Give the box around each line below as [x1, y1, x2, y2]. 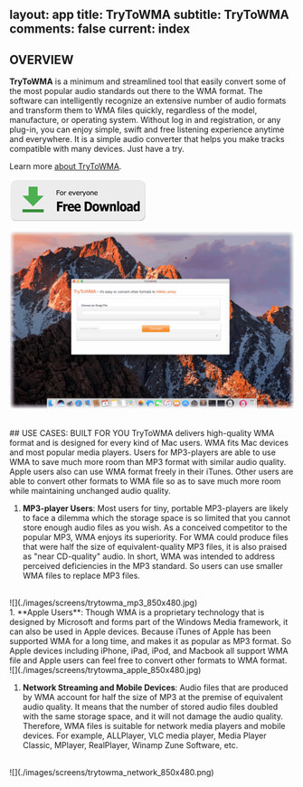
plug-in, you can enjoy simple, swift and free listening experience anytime [9, 124, 285, 135]
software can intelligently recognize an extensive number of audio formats [9, 95, 287, 107]
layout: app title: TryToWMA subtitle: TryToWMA [9, 7, 289, 23]
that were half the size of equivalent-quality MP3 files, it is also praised [22, 542, 288, 553]
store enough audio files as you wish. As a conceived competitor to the [22, 522, 288, 533]
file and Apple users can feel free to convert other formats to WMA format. [9, 655, 288, 666]
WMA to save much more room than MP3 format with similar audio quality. [9, 457, 287, 468]
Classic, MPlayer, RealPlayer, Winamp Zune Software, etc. [22, 740, 239, 751]
